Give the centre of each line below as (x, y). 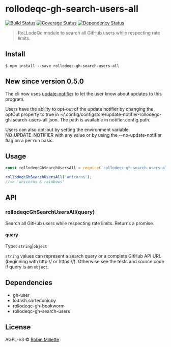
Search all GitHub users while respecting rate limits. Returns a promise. (80, 223)
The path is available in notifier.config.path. (105, 119)
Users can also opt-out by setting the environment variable (67, 130)
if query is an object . (27, 267)
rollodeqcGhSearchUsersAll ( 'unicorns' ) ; (49, 177)
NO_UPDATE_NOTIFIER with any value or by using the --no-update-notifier (83, 135)
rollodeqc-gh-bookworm (38, 306)
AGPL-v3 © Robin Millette (32, 339)
